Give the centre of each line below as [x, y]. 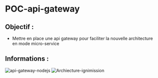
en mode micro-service [36, 44]
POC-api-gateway [42, 9]
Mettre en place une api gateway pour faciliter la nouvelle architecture [82, 38]
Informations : [27, 59]
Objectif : [20, 27]
